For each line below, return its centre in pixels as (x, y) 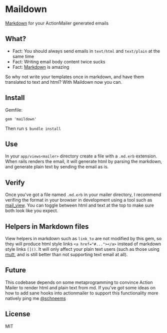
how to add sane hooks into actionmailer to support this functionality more (82, 293)
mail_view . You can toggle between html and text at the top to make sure (79, 205)
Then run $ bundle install (33, 128)
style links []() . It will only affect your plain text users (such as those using (82, 249)
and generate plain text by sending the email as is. (57, 167)
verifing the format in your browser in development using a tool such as (79, 200)
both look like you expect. (32, 211)
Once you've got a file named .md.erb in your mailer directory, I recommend (83, 195)
